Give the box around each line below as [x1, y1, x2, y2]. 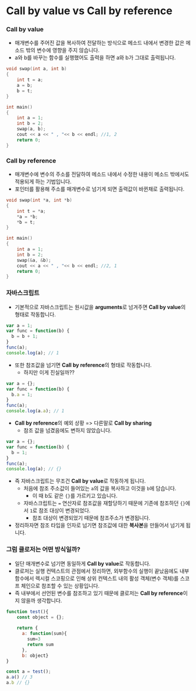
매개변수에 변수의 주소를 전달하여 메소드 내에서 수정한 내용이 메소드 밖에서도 [14, 171, 190, 178]
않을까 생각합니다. [21, 597, 62, 604]
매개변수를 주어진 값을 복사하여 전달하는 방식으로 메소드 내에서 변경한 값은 [14, 40, 185, 47]
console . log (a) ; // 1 [6, 350, 59, 356]
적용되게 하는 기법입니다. [14, 178, 72, 185]
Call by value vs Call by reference [6, 4, 172, 18]
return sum [27, 641, 54, 647]
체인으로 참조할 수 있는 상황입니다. [21, 582, 100, 589]
